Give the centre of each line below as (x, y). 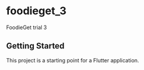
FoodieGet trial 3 (26, 27)
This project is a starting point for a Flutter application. (73, 60)
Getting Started (35, 46)
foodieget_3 (36, 11)
